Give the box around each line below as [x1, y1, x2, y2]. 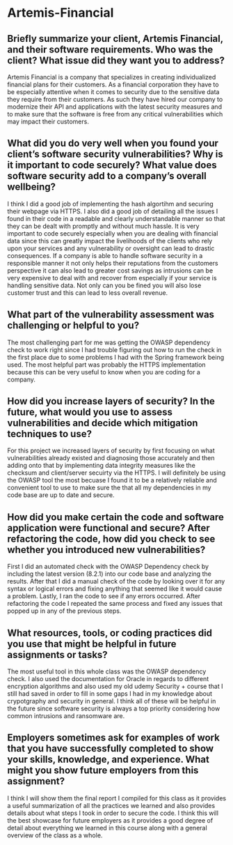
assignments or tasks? [7, 648, 108, 660]
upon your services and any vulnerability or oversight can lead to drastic [7, 244, 215, 252]
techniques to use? [7, 428, 93, 440]
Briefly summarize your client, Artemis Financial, [7, 33, 224, 45]
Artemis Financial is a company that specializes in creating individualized [7, 73, 216, 81]
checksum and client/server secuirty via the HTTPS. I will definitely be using [7, 469, 226, 477]
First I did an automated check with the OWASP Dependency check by [7, 563, 209, 571]
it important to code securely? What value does [7, 159, 217, 172]
